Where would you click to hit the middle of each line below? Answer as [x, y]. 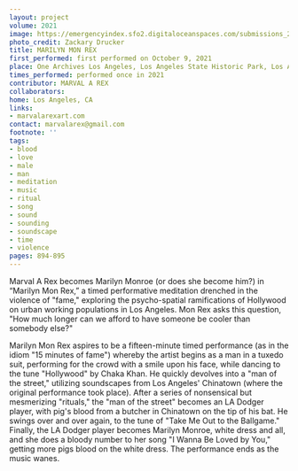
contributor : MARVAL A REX [59, 83]
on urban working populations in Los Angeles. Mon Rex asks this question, [145, 309]
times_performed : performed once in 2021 [87, 75]
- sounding [29, 223]
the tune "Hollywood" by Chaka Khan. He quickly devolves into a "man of [143, 374]
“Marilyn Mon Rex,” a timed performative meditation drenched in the [134, 290]
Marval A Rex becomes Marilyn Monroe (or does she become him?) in [137, 281]
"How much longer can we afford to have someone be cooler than [130, 319]
